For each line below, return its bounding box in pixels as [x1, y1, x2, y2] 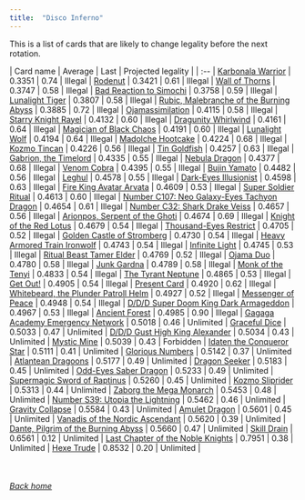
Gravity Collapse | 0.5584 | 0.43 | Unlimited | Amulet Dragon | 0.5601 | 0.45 [9, 404, 292, 415]
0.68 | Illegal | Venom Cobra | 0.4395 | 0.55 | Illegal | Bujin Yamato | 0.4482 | [9, 162, 296, 173]
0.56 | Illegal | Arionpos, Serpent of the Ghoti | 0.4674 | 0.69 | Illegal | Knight [9, 210, 296, 221]
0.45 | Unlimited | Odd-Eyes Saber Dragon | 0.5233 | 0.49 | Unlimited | [9, 365, 274, 375]
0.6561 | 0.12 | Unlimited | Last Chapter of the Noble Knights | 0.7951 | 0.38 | [9, 433, 294, 444]
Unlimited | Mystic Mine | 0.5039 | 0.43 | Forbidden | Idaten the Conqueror [9, 335, 290, 346]
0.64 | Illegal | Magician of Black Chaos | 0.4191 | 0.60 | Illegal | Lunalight [9, 124, 282, 135]
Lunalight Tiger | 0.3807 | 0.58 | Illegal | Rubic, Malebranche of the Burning [9, 95, 290, 105]
